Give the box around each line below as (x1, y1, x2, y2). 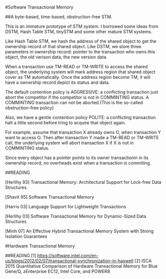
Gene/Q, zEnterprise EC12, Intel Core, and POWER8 (5, 269, 111, 274)
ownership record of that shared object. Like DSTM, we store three (5, 44, 142, 49)
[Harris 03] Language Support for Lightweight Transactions (5, 204, 126, 210)
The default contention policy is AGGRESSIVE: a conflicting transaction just (5, 89, 159, 95)
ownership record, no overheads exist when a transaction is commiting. (5, 160, 151, 166)
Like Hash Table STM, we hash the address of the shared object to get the (5, 38, 157, 44)
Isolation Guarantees (5, 233, 48, 239)
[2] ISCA (134, 258, 152, 264)
